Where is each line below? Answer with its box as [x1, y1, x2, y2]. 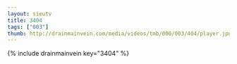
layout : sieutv [7, 10, 52, 18]
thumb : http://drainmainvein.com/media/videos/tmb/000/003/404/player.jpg [7, 30, 232, 37]
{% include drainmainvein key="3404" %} [7, 49, 130, 58]
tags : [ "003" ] [7, 23, 49, 30]
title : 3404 [7, 17, 42, 24]
